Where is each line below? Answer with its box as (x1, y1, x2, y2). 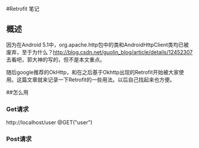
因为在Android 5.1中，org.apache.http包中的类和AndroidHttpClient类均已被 (6, 41, 189, 48)
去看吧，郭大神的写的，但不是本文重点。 (6, 56, 105, 63)
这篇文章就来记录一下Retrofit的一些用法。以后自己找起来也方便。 (16, 76, 175, 83)
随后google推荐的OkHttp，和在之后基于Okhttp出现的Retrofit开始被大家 (6, 68, 179, 75)
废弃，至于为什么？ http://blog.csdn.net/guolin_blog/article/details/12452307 (6, 48, 193, 55)
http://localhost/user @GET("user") (6, 119, 93, 126)
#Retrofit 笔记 (6, 5, 40, 12)
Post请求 (6, 135, 32, 143)
